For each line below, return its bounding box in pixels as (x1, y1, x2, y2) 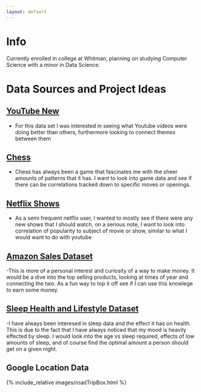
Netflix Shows (6, 198, 60, 208)
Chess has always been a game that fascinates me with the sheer (14, 168, 178, 175)
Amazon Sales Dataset (6, 251, 93, 261)
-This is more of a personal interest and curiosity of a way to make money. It (6, 267, 195, 274)
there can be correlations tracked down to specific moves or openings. (14, 181, 191, 188)
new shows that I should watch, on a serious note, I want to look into (14, 221, 185, 228)
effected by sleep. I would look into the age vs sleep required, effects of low (6, 332, 194, 340)
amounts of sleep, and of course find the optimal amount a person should (6, 338, 188, 346)
